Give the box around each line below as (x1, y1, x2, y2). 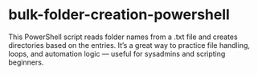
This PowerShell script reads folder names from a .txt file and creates (8, 32, 239, 41)
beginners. (8, 57, 44, 67)
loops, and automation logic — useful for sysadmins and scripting (8, 49, 226, 58)
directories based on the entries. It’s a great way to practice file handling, (8, 40, 251, 49)
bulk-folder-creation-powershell (8, 6, 231, 24)
